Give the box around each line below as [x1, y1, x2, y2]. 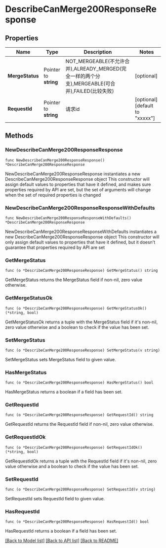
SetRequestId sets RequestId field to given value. [5, 496, 105, 502]
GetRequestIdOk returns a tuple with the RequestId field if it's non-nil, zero [5, 458, 157, 464]
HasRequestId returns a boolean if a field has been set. [5, 528, 117, 534]
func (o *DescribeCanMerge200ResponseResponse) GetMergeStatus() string [5, 268, 158, 273]
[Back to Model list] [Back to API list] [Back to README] [5, 538, 119, 544]
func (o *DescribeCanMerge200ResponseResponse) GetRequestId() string [5, 412, 154, 418]
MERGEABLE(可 [74, 80, 111, 87]
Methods [5, 132, 34, 140]
